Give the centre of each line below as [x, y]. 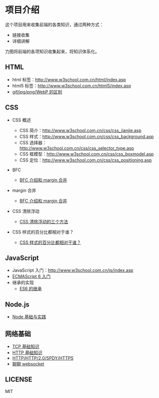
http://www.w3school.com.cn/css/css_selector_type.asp [77, 148]
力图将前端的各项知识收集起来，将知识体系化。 [52, 51]
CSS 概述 [21, 120]
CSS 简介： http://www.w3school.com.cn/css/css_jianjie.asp [80, 130]
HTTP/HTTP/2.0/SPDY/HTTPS [43, 358]
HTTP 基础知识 [27, 352]
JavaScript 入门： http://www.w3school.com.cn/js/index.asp [73, 270]
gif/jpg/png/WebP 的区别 [37, 92]
